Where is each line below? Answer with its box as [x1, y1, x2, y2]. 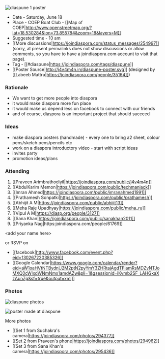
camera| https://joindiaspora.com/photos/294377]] [12, 333, 114, 339]
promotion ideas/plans [12, 155, 58, 161]
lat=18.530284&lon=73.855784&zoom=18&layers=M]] [12, 30, 121, 35]
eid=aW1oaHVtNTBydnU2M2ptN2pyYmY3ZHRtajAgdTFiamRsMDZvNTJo [12, 265, 160, 271]
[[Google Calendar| [12, 260, 52, 265]
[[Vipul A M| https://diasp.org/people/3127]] [12, 210, 100, 216]
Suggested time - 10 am [12, 35, 61, 41]
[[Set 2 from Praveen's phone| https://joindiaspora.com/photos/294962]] [12, 338, 160, 344]
